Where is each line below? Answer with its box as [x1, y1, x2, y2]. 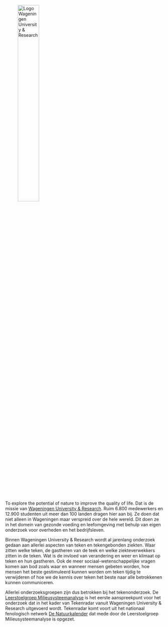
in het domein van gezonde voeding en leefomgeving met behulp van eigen [5, 522, 161, 527]
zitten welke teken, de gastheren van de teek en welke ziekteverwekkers [5, 547, 155, 553]
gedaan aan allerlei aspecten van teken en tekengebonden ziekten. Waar [5, 542, 155, 548]
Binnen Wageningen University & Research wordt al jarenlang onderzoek [5, 537, 155, 542]
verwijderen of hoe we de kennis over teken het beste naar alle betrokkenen [5, 574, 162, 580]
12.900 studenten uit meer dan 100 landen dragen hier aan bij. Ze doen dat [5, 511, 159, 517]
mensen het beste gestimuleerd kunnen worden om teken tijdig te [5, 569, 141, 575]
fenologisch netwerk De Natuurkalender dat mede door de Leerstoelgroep [5, 611, 159, 616]
